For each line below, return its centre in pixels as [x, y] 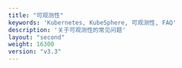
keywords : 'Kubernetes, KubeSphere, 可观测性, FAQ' [93, 23]
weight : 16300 [32, 45]
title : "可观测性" [36, 15]
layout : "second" [37, 37]
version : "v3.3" [35, 52]
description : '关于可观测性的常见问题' [67, 30]
